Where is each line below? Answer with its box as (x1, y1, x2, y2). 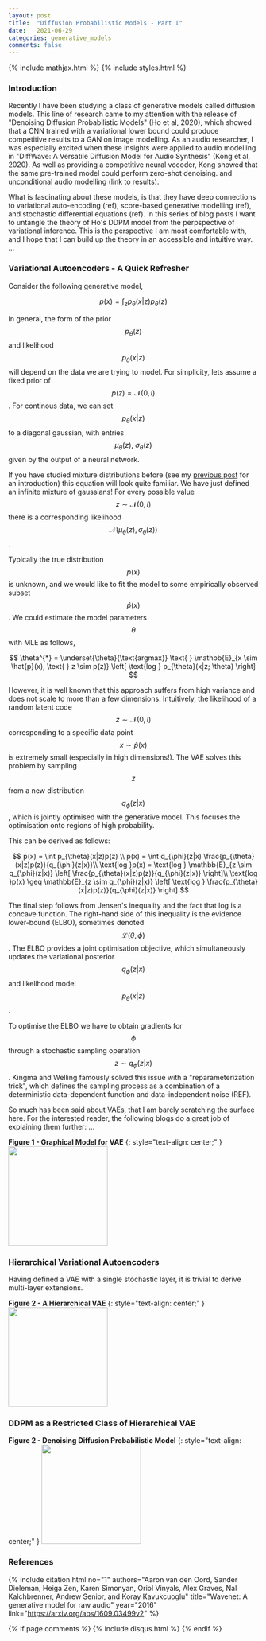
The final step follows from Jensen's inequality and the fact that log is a (8, 900, 242, 911)
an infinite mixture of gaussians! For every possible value (8, 487, 195, 496)
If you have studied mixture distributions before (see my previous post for (8, 470, 249, 480)
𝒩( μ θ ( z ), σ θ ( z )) (109, 524, 158, 536)
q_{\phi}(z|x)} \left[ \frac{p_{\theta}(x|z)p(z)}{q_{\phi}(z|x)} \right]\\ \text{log (9, 869, 258, 878)
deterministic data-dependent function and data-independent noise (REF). (8, 1089, 252, 1099)
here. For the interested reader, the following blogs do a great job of (8, 1113, 230, 1122)
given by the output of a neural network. (8, 454, 141, 464)
